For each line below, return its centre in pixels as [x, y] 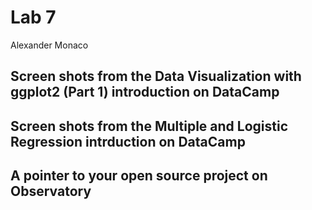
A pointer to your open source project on [139, 176]
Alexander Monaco [49, 45]
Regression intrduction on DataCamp [128, 141]
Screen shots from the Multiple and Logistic [149, 126]
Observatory [51, 191]
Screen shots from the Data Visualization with [156, 76]
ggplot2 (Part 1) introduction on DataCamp [145, 92]
